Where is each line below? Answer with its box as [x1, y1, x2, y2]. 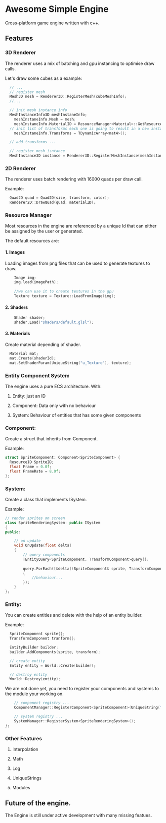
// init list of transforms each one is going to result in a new [9, 126, 149, 131]
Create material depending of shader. [5, 342, 82, 348]
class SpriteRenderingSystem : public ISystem [5, 520, 100, 525]
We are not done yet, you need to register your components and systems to [5, 686, 159, 692]
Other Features [5, 735, 42, 742]
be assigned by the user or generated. [5, 228, 83, 234]
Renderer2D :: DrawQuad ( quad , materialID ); [9, 200, 96, 205]
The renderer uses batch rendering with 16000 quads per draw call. [5, 176, 143, 182]
